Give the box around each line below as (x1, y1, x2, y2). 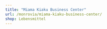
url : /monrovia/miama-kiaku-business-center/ (5, 12, 102, 17)
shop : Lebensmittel (5, 16, 46, 21)
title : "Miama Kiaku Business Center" (5, 7, 86, 12)
